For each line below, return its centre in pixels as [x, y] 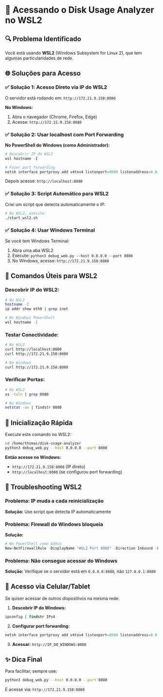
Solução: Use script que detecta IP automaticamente [58, 512]
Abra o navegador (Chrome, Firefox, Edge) [55, 117]
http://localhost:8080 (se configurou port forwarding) [67, 472]
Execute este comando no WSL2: [38, 435]
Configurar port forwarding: [41, 626]
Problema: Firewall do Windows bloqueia [54, 524]
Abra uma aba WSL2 [33, 250]
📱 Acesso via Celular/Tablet [48, 587]
